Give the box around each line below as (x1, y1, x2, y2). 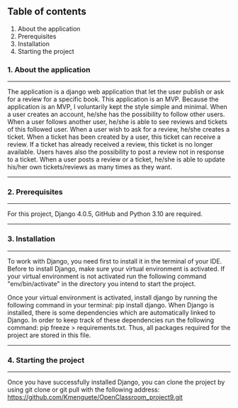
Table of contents (7, 6, 86, 18)
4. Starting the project (7, 355, 85, 365)
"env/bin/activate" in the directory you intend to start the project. (7, 279, 196, 288)
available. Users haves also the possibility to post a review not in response (7, 148, 225, 157)
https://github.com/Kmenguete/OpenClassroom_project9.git (7, 393, 183, 401)
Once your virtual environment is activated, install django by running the (7, 293, 217, 302)
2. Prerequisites (7, 187, 64, 197)
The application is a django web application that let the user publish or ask (7, 88, 225, 96)
